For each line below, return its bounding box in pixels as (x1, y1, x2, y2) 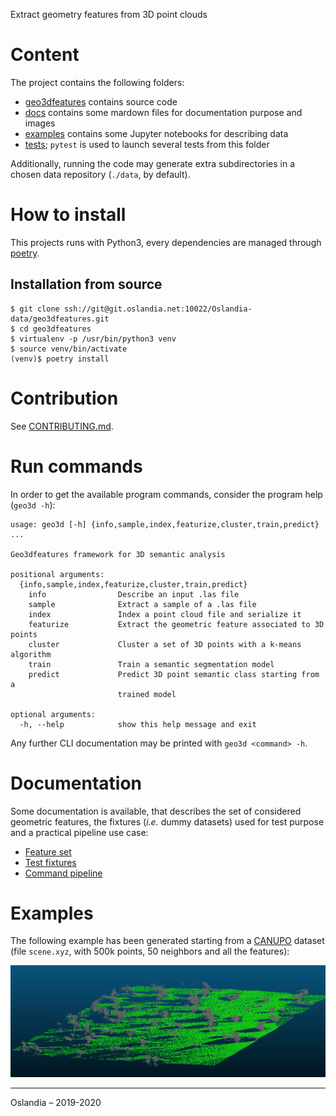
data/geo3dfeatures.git (10, 314, 110, 324)
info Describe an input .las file (28, 589, 240, 599)
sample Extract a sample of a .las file (28, 599, 257, 609)
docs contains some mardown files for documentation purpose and (24, 106, 303, 118)
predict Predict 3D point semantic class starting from (28, 669, 320, 679)
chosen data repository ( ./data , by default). (10, 168, 191, 180)
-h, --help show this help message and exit (19, 719, 257, 729)
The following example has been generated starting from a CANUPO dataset (10, 935, 325, 947)
